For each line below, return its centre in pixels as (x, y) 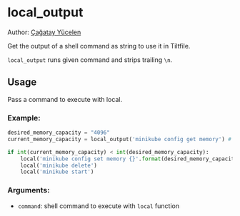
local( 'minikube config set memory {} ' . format (91, 159)
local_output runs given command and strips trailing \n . (90, 60)
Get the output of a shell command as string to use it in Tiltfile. (99, 46)
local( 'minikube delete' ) (59, 165)
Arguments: (29, 190)
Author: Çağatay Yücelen (44, 32)
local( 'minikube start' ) (57, 172)
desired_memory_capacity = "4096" (59, 133)
